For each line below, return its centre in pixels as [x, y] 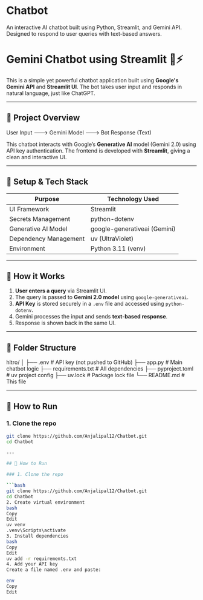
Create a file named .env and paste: [54, 570]
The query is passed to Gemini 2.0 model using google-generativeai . [102, 297]
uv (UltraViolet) [112, 239]
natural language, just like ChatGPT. [51, 93]
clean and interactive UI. [37, 157]
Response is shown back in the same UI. [65, 323]
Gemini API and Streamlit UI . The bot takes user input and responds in [94, 87]
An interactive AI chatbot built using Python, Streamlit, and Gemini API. [94, 27]
